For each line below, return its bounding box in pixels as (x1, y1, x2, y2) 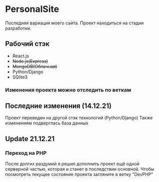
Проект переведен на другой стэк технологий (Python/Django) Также (5, 115, 153, 121)
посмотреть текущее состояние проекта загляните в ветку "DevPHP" (5, 172, 154, 178)
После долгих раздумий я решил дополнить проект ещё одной (5, 161, 140, 167)
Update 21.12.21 (5, 134, 55, 143)
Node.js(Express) (12, 58, 48, 64)
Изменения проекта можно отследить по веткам (5, 86, 132, 93)
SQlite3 (12, 74, 28, 80)
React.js (12, 53, 29, 59)
